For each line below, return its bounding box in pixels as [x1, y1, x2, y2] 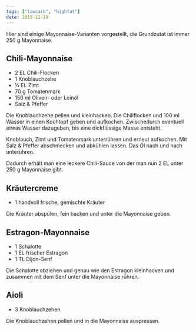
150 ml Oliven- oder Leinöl [14, 94, 78, 101]
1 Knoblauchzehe [14, 75, 57, 82]
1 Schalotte [14, 243, 42, 250]
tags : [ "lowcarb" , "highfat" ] [6, 8, 81, 15]
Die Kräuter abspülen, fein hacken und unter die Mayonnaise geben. [6, 210, 171, 217]
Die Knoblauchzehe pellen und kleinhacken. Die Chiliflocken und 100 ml [6, 112, 180, 119]
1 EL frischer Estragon [14, 249, 68, 256]
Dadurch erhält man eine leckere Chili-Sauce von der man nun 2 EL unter [6, 160, 184, 167]
